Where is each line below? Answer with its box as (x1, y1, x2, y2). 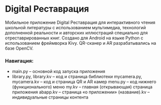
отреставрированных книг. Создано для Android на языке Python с (5, 35, 144, 41)
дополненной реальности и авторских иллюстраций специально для (5, 30, 148, 35)
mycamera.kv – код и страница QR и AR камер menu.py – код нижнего (12, 79, 156, 85)
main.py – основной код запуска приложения (12, 69, 105, 74)
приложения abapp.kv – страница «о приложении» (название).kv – (12, 89, 150, 95)
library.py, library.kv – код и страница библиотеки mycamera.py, (12, 74, 143, 80)
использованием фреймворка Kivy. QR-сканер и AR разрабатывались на (5, 40, 156, 46)
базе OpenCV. (5, 45, 34, 51)
